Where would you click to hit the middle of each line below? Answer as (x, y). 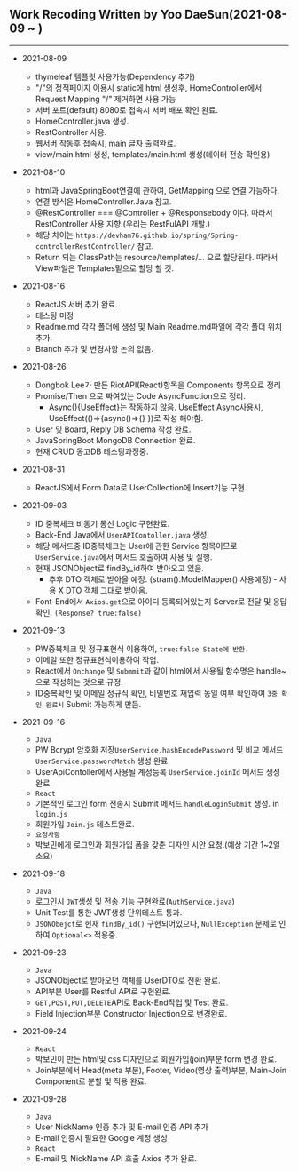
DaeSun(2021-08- (236, 15)
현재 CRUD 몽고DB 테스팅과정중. (92, 451)
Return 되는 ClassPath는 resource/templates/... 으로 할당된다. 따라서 (157, 257)
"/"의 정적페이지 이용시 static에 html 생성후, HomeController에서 (149, 87)
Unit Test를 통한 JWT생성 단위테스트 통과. (109, 912)
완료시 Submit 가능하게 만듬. (94, 704)
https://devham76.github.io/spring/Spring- (157, 235)
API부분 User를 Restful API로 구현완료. (103, 991)
